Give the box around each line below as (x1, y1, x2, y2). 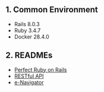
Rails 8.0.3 (14, 20, 40, 27)
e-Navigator (14, 78, 44, 85)
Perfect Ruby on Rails (14, 66, 67, 73)
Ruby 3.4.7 (14, 27, 41, 34)
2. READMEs (5, 50, 53, 61)
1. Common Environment (5, 5, 99, 15)
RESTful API (14, 72, 44, 80)
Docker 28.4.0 (14, 33, 50, 40)
